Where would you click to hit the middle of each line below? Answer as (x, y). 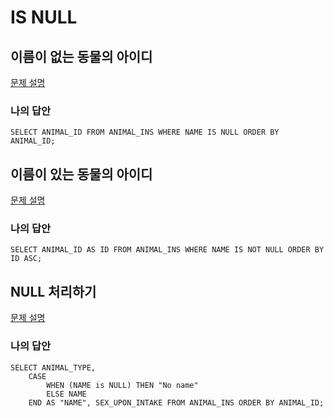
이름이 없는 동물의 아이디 (81, 56)
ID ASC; (26, 259)
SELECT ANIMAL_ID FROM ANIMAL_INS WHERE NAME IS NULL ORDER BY (145, 132)
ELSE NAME (66, 394)
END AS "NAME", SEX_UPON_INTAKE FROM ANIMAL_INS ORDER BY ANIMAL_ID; (176, 402)
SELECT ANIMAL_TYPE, (53, 367)
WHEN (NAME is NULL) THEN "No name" (122, 385)
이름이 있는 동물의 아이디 (81, 174)
